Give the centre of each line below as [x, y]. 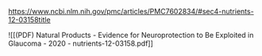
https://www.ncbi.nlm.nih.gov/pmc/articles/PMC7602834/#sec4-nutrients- [131, 11]
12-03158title [29, 20]
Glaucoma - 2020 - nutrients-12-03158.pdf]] [81, 43]
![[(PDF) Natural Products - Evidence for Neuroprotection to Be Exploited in [131, 35]
